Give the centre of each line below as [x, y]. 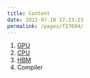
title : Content [29, 13]
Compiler [30, 67]
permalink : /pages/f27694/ [45, 26]
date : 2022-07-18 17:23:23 [45, 20]
